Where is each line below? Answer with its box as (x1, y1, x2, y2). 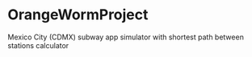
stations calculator (7, 40, 69, 50)
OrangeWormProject (7, 6, 149, 24)
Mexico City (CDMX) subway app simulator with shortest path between (7, 32, 244, 42)
